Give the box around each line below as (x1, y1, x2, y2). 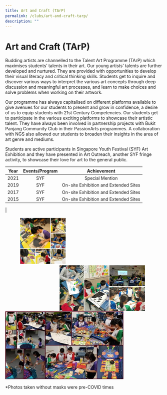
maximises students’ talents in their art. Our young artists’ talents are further (5, 63, 162, 69)
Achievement (86, 168, 115, 174)
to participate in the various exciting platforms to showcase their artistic (5, 115, 153, 121)
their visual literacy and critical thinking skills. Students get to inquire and (5, 73, 155, 80)
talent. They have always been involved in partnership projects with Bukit (5, 120, 156, 126)
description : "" (5, 19, 39, 24)
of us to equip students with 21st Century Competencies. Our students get (5, 110, 158, 116)
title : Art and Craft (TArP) (5, 8, 66, 13)
